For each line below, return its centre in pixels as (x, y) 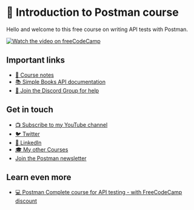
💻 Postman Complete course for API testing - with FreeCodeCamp (99, 192)
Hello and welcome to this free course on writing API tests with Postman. (97, 29)
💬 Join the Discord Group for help (57, 90)
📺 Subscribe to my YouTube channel (61, 125)
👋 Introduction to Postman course (92, 12)
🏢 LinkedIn (28, 142)
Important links (36, 60)
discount (26, 201)
